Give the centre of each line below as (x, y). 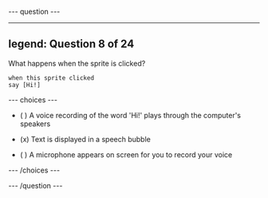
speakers (35, 124)
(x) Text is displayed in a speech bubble (85, 139)
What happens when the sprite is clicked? (77, 63)
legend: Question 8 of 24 (71, 44)
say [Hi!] (25, 85)
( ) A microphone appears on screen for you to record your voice (126, 154)
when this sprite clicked (51, 78)
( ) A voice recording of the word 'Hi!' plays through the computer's (130, 115)
